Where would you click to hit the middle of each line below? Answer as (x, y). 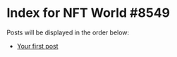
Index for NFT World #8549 (88, 13)
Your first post (37, 46)
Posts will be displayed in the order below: (68, 32)
